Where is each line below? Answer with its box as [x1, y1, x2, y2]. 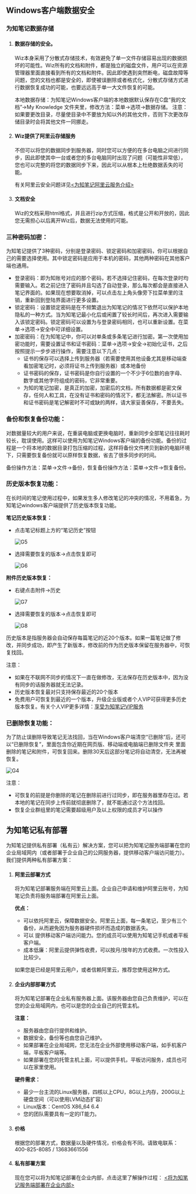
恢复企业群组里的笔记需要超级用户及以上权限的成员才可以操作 [14, 806, 163, 813]
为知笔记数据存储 [6, 25, 54, 33]
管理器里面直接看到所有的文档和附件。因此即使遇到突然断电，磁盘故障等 [14, 69, 188, 76]
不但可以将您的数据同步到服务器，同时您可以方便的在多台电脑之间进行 [14, 146, 184, 153]
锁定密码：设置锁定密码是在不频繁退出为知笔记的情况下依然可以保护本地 [14, 304, 188, 311]
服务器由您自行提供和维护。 [23, 1027, 90, 1034]
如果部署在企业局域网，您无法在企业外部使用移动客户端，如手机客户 [23, 1042, 187, 1049]
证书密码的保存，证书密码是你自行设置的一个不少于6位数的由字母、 [23, 370, 185, 377]
